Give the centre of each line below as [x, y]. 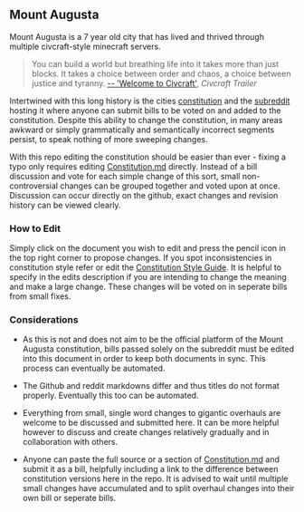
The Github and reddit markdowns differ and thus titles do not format [151, 386]
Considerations [44, 320]
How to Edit [35, 228]
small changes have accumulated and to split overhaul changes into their [158, 488]
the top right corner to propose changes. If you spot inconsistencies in [141, 258]
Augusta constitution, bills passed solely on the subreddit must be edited [158, 349]
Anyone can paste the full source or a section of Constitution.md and [151, 459]
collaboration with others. [70, 442]
